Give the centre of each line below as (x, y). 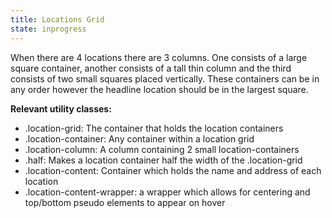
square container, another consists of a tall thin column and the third (151, 68)
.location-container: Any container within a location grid (139, 138)
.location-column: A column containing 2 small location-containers (162, 149)
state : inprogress (48, 29)
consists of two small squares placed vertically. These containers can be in (165, 78)
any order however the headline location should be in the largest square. (159, 89)
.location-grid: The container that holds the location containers (154, 128)
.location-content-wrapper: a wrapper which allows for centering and (167, 192)
